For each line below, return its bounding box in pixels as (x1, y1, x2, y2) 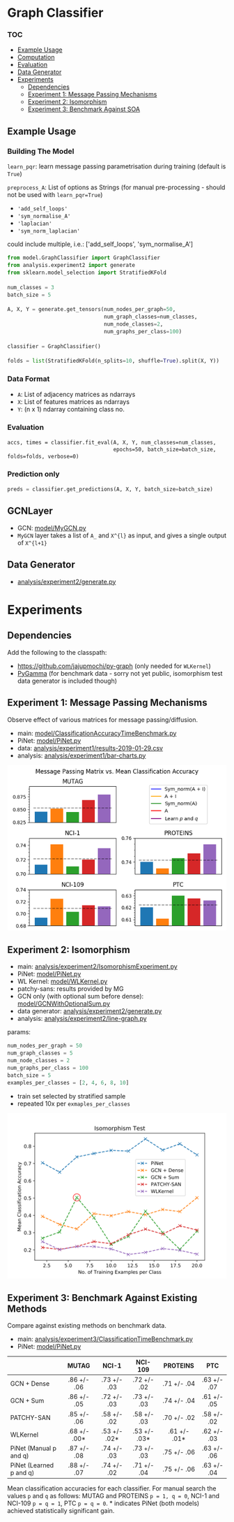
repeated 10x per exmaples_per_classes (17, 1099, 131, 1108)
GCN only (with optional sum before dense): (17, 992, 144, 1001)
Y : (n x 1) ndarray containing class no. (17, 405, 125, 413)
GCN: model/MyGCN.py (17, 523, 86, 532)
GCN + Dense (10, 1379, 50, 1388)
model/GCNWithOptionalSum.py (17, 999, 110, 1008)
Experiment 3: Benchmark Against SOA (27, 105, 141, 113)
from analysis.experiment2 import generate (7, 262, 136, 269)
